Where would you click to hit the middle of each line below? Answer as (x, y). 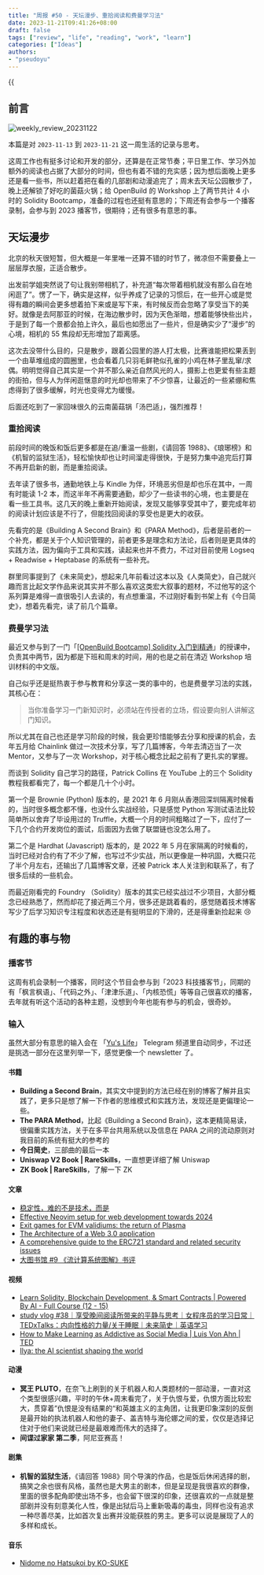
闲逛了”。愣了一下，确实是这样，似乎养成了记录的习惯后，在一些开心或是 (127, 294)
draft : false (29, 30)
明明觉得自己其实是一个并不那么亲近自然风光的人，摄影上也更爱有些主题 (139, 370)
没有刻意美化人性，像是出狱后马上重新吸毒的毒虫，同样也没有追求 (147, 1506)
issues (30, 1251)
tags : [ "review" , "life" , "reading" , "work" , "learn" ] (100, 37)
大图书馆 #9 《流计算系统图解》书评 (77, 1260)
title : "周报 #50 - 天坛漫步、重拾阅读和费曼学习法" (86, 15)
